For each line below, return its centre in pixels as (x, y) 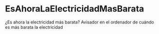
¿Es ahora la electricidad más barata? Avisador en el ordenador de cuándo (79, 22)
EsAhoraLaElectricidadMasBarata (75, 9)
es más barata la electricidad (34, 27)
